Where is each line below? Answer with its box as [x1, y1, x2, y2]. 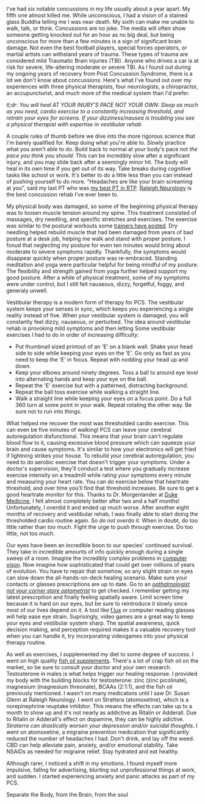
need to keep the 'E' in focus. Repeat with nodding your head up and [15, 356, 188, 363]
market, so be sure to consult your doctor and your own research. [6, 664, 172, 670]
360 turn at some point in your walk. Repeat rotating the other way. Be [15, 401, 192, 408]
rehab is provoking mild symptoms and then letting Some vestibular [6, 325, 176, 332]
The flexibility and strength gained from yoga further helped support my [6, 268, 187, 275]
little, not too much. [6, 530, 55, 537]
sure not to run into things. [15, 408, 82, 415]
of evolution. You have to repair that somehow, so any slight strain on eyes [6, 567, 193, 575]
